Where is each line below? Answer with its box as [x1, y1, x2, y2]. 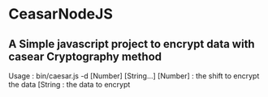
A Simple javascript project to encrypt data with [8, 37, 255, 51]
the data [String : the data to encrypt [8, 80, 131, 89]
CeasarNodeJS [8, 5, 114, 23]
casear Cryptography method [8, 49, 162, 63]
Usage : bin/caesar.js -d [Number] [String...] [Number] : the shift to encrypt [8, 71, 260, 81]
